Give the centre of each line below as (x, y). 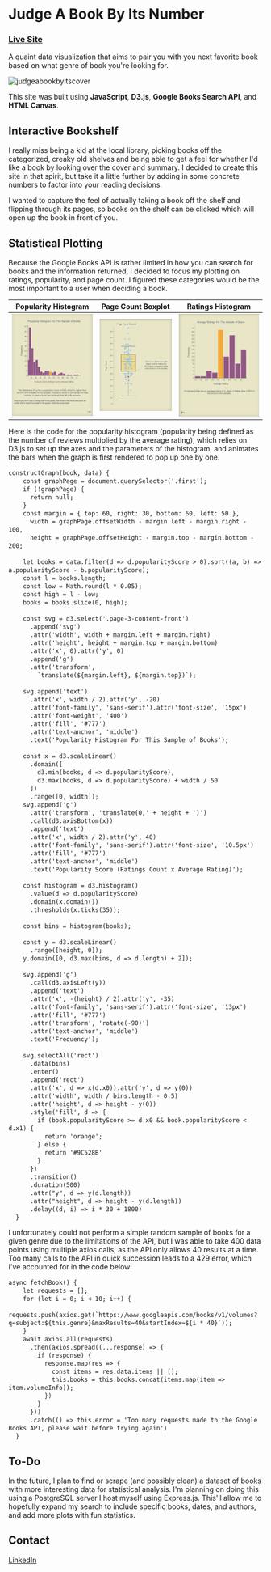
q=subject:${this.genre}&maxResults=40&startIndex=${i (102, 1324)
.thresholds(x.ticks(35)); (75, 910)
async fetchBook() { (43, 1283)
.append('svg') (55, 627)
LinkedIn (23, 1560)
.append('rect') (57, 1080)
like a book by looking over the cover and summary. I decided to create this (133, 167)
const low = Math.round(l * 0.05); (83, 587)
